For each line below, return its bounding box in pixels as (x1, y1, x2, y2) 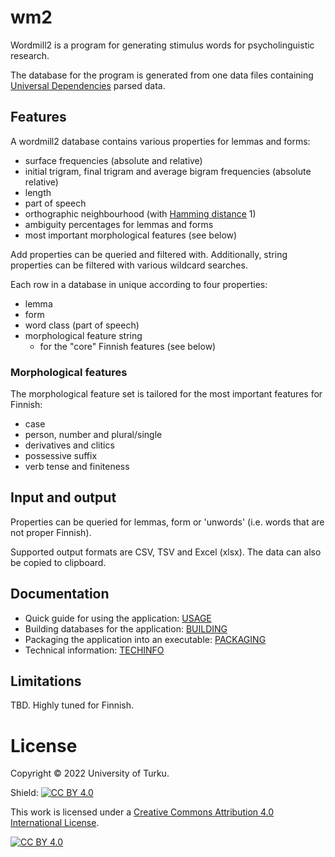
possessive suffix (24, 450, 98, 462)
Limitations (10, 673, 82, 690)
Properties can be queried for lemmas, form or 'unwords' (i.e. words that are (10, 516, 325, 528)
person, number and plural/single (24, 429, 163, 441)
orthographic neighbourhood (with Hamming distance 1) (24, 207, 257, 220)
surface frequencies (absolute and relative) (24, 154, 203, 166)
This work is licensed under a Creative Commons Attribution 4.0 (10, 806, 275, 818)
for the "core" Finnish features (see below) (39, 340, 217, 352)
